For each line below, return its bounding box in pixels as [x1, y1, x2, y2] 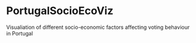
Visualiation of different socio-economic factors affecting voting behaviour [6, 24, 190, 31]
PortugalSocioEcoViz [6, 4, 114, 18]
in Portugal [6, 29, 33, 37]
